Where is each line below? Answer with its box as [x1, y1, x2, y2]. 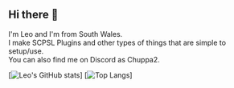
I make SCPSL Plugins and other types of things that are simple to [8, 38, 227, 47]
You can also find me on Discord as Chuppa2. [8, 54, 161, 64]
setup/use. [8, 46, 44, 56]
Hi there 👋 [8, 8, 59, 22]
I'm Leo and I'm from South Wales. [8, 29, 123, 38]
